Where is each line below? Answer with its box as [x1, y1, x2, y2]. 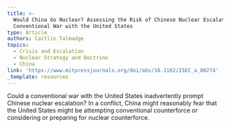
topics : [7, 42, 29, 48]
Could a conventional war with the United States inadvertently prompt [7, 92, 204, 100]
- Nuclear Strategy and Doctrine [13, 54, 109, 61]
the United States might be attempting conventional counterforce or [7, 106, 199, 114]
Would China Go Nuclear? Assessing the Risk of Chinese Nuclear [13, 16, 201, 23]
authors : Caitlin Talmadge [7, 35, 84, 42]
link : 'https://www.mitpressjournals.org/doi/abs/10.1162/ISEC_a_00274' [7, 67, 219, 74]
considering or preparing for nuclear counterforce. [7, 114, 150, 122]
